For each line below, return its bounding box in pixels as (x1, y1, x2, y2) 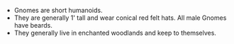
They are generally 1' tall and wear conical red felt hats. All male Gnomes (13, 13, 227, 22)
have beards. (13, 21, 53, 29)
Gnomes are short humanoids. (13, 6, 103, 14)
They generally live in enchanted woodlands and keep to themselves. (13, 28, 216, 37)
